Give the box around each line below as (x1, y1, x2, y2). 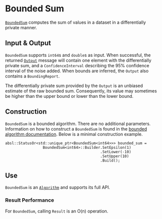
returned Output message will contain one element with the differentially (5, 57, 152, 63)
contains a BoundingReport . (5, 73, 60, 79)
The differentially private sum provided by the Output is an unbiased (5, 83, 143, 88)
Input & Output (5, 39, 51, 47)
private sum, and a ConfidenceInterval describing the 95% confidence (5, 62, 150, 68)
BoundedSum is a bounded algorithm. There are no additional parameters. (5, 121, 151, 127)
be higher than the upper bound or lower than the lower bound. (5, 93, 134, 99)
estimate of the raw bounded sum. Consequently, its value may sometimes (5, 88, 157, 94)
